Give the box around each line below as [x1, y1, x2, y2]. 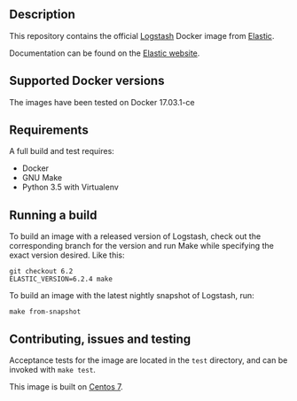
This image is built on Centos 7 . [9, 382, 123, 392]
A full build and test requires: [9, 146, 115, 157]
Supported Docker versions [9, 73, 165, 89]
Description [9, 7, 75, 22]
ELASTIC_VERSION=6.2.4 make [9, 274, 113, 284]
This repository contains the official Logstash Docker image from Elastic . [9, 30, 275, 41]
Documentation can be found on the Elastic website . [9, 48, 200, 58]
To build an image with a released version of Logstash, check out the [9, 231, 262, 242]
